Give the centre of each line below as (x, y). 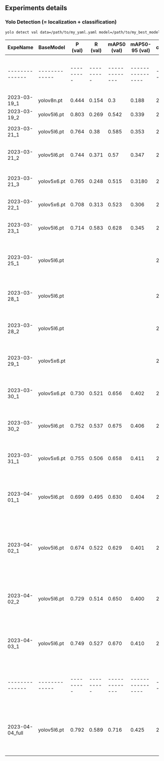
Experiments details (36, 8)
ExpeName (20, 47)
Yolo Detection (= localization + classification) (61, 22)
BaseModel (52, 47)
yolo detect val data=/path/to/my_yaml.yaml (51, 32)
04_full (15, 733)
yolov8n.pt (50, 100)
